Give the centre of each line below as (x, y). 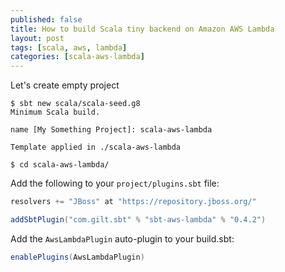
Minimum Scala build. (55, 112)
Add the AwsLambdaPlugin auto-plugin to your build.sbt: (122, 238)
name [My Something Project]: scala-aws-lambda (111, 130)
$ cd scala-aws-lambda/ (60, 165)
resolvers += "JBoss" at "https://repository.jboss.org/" (133, 202)
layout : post (37, 38)
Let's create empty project (65, 85)
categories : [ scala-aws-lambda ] (77, 57)
